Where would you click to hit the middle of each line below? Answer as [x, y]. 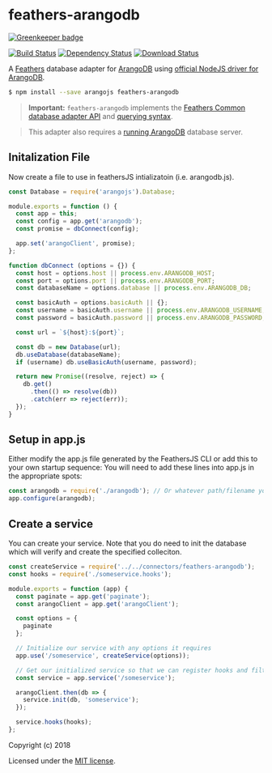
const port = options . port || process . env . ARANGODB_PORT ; [116, 281]
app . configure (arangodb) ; [52, 499]
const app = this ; [47, 214]
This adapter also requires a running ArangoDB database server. [136, 132]
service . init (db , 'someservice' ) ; [81, 700]
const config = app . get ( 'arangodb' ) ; [79, 221]
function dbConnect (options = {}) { [72, 265]
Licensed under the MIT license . [62, 760]
